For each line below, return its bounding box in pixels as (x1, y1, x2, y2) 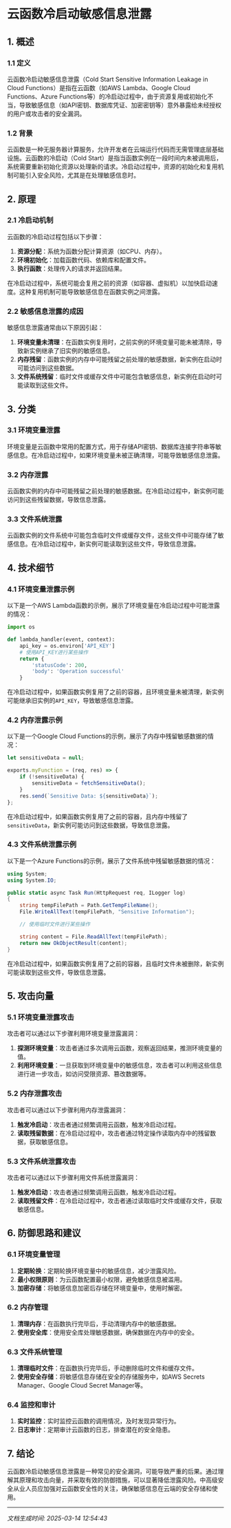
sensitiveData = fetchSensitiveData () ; (32, 780, 146, 787)
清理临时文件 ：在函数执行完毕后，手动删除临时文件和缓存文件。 (16, 1364, 198, 1372)
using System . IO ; (7, 877, 57, 884)
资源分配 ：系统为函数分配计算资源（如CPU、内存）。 (16, 247, 166, 255)
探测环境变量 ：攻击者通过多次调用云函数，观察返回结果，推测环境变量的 (16, 1044, 222, 1052)
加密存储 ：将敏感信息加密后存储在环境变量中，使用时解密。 (16, 1284, 186, 1292)
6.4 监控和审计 (7, 1400, 56, 1410)
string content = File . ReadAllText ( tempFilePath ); (19, 933, 168, 940)
